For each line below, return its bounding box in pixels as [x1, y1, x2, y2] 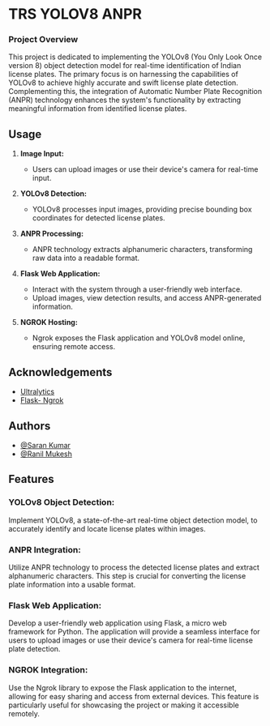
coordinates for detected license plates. [32, 213, 165, 223]
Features [8, 472, 54, 486]
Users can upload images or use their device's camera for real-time [32, 164, 259, 174]
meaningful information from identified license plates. [8, 104, 187, 113]
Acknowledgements [8, 365, 113, 379]
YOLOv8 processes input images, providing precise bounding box [32, 204, 253, 215]
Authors [8, 419, 51, 433]
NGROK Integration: [8, 664, 88, 676]
